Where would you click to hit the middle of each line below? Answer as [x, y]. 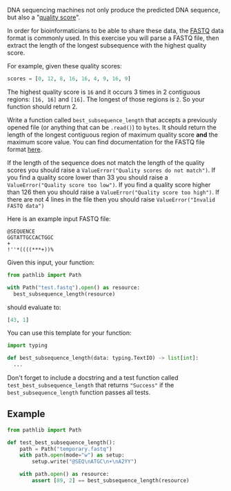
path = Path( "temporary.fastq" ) [66, 449]
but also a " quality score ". [44, 17]
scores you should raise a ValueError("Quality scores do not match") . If [111, 170]
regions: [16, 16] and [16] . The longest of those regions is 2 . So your [106, 99]
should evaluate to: [34, 307]
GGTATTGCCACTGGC [30, 238]
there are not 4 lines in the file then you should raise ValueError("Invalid [111, 199]
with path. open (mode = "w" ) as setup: [72, 455]
